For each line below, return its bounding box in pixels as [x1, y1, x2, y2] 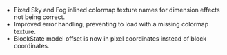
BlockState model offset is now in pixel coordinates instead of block [13, 35, 207, 43]
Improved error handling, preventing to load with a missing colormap [13, 20, 209, 28]
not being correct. [13, 13, 66, 21]
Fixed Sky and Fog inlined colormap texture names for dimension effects [13, 6, 220, 14]
